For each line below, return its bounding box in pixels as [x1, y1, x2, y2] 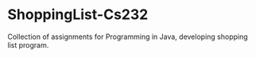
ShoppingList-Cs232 [7, 6, 149, 24]
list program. [7, 40, 49, 49]
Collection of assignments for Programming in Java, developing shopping [7, 32, 248, 41]
